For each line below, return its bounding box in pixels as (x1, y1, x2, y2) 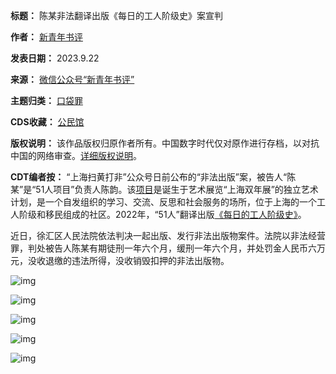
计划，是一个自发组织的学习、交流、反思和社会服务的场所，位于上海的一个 (10, 196, 317, 208)
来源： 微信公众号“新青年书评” (10, 74, 135, 85)
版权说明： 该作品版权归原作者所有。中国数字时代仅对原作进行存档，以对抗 (10, 137, 320, 149)
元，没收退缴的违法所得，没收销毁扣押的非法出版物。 (10, 255, 230, 266)
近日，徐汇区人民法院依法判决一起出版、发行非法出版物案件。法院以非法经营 (10, 230, 326, 241)
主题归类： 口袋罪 (10, 95, 83, 106)
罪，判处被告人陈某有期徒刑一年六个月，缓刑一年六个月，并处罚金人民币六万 (10, 242, 326, 254)
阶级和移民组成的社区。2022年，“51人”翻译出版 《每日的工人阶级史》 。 (18, 209, 307, 220)
